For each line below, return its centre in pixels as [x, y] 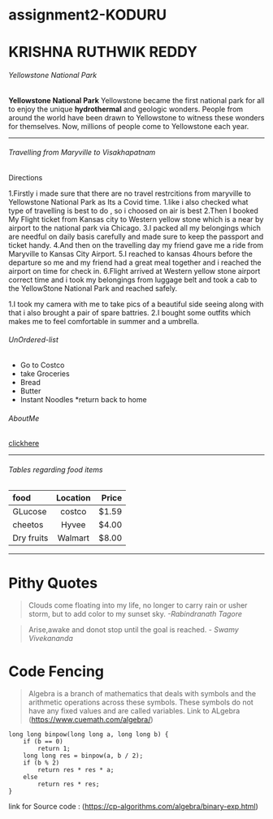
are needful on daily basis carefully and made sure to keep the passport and [136, 236]
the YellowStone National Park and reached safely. [93, 288]
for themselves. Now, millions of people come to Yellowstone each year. [129, 126]
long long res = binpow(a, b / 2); [83, 756]
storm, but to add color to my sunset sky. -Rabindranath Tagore [135, 614]
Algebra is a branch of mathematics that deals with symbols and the [142, 694]
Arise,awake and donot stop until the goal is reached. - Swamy [134, 630]
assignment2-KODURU [88, 15]
